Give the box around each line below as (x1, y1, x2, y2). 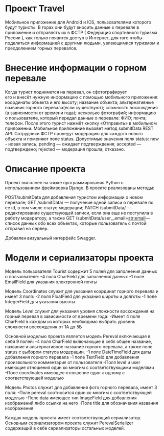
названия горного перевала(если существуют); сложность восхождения (5, 104, 158, 110)
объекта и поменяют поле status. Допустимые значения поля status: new (5, 136, 159, 142)
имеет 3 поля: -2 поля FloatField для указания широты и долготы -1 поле (5, 293, 157, 299)
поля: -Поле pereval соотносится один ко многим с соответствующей (5, 389, 152, 395)
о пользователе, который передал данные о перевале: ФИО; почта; (5, 115, 147, 121)
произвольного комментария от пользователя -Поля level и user (5, 359, 141, 365)
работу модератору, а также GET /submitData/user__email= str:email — (5, 215, 150, 221)
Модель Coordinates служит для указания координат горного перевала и (5, 288, 159, 294)
